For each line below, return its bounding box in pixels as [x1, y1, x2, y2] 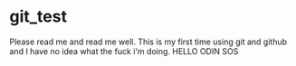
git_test [9, 6, 68, 27]
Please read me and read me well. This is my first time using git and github [9, 36, 288, 47]
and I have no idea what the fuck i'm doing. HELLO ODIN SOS [9, 45, 239, 56]
